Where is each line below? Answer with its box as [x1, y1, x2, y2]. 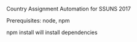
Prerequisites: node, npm [6, 17, 70, 24]
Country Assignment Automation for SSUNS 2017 [6, 5, 131, 12]
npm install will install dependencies [6, 29, 98, 36]
